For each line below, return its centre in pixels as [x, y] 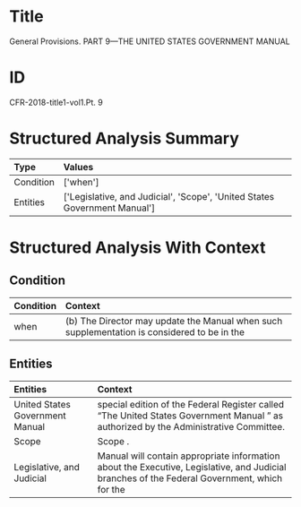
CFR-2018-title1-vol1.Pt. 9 [56, 102]
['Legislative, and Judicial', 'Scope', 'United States [169, 196]
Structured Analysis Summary [124, 138]
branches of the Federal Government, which [190, 478]
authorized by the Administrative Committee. [191, 426]
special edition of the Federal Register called [191, 404]
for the [111, 489]
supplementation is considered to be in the [155, 331]
